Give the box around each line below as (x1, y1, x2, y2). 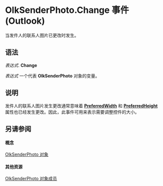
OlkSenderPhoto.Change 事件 (5, 4, 129, 16)
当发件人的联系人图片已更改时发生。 (5, 32, 79, 38)
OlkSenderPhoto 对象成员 (5, 176, 57, 182)
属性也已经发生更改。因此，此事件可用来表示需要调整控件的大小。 (5, 109, 139, 115)
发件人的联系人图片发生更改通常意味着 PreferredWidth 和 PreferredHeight (5, 102, 158, 109)
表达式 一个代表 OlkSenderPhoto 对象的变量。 (5, 73, 100, 79)
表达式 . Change (5, 62, 38, 68)
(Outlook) (5, 15, 45, 27)
